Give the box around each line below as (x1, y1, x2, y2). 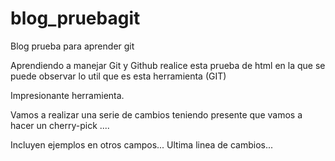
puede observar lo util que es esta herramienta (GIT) (10, 70, 227, 82)
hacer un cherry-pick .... (10, 119, 110, 131)
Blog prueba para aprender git (10, 40, 135, 52)
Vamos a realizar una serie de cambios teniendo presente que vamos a (10, 108, 303, 121)
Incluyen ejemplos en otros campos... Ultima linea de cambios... (10, 138, 274, 151)
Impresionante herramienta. (10, 89, 125, 101)
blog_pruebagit (10, 7, 141, 30)
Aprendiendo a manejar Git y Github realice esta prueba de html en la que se (10, 59, 326, 71)
